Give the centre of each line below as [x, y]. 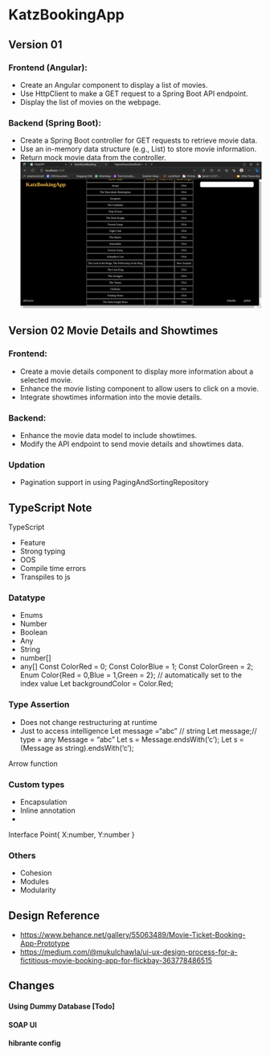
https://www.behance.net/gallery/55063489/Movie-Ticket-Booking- [133, 935]
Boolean [34, 632]
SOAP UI [23, 1025]
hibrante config [35, 1043]
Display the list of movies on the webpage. [90, 101]
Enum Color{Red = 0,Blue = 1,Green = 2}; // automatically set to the [131, 675]
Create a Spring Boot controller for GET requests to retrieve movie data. [139, 141]
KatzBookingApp [66, 15]
